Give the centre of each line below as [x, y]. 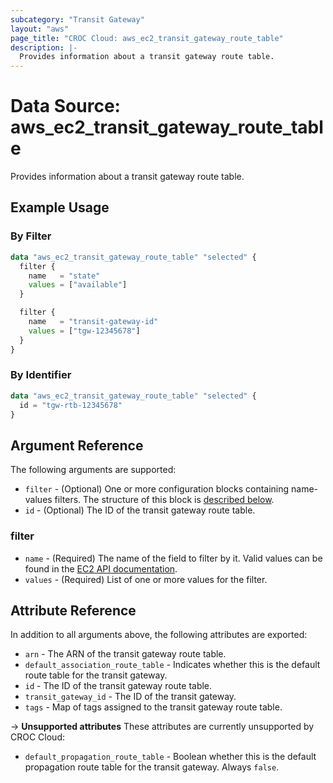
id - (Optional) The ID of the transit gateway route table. [140, 510]
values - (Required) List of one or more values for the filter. [146, 579]
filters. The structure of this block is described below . [164, 500]
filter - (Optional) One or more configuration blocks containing [157, 489]
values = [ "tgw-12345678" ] [84, 331]
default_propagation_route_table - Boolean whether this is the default [170, 757]
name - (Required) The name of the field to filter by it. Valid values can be [173, 558]
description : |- [44, 47]
